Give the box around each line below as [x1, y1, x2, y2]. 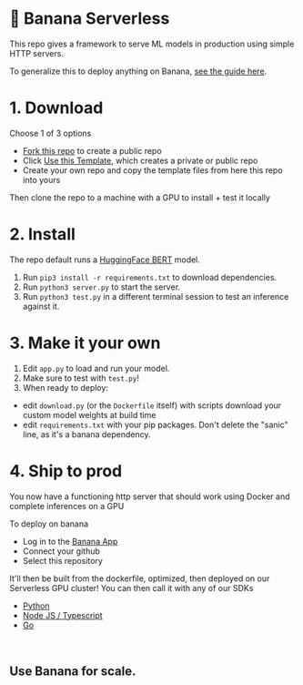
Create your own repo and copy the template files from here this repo [22, 164, 284, 176]
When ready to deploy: [22, 382, 109, 393]
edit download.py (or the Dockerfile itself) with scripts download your [22, 400, 282, 411]
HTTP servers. [9, 47, 64, 58]
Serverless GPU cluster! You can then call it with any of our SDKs [9, 582, 254, 593]
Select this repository [22, 555, 103, 566]
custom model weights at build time [22, 409, 157, 420]
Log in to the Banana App [22, 536, 118, 547]
